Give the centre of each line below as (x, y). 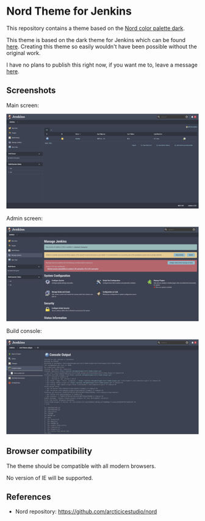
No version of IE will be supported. (50, 478)
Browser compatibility (49, 451)
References (29, 497)
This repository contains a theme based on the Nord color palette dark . (95, 28)
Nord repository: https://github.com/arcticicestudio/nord (86, 512)
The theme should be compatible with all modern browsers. (81, 466)
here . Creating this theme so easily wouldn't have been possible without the (102, 46)
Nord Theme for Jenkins (69, 11)
